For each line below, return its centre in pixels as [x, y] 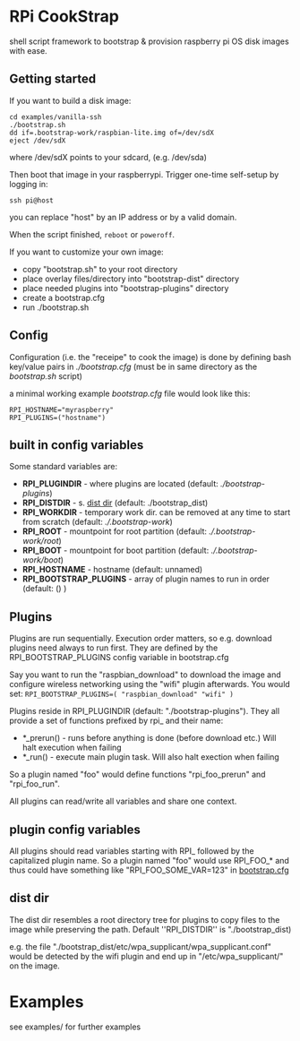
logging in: [29, 184]
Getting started [53, 79]
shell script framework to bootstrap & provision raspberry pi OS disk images [149, 41]
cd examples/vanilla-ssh [56, 117]
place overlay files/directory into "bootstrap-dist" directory [131, 279]
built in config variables [77, 445]
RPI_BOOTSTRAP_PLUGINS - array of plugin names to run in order [146, 579]
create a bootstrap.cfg [64, 297]
